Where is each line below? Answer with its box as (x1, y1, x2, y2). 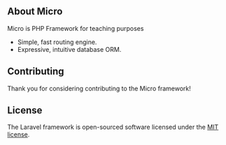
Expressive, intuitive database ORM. (17, 45, 122, 53)
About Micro (7, 6, 63, 18)
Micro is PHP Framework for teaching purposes (7, 24, 144, 32)
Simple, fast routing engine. (17, 38, 97, 46)
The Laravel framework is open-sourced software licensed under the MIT (7, 123, 219, 132)
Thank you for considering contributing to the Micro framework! (7, 84, 191, 92)
